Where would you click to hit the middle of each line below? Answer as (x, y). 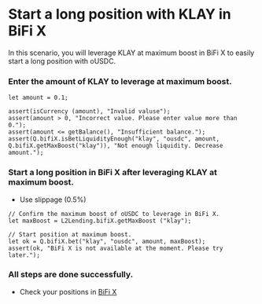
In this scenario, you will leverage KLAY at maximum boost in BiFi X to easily (131, 53)
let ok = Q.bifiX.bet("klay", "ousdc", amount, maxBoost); (107, 241)
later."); (24, 255)
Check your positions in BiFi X (68, 291)
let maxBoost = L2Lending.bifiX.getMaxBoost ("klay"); (100, 221)
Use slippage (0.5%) (53, 200)
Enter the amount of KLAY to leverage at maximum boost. (120, 81)
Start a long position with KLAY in (120, 15)
